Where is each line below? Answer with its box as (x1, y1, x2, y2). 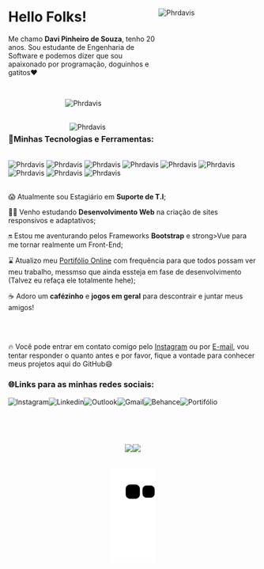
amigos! (8, 303, 34, 313)
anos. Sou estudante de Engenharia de (8, 42, 134, 51)
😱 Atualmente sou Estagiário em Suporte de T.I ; (8, 192, 167, 202)
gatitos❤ (8, 67, 38, 77)
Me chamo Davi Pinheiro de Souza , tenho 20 (8, 34, 156, 44)
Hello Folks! (8, 8, 87, 26)
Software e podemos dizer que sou (8, 51, 123, 60)
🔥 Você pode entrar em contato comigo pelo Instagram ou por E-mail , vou (8, 342, 250, 351)
